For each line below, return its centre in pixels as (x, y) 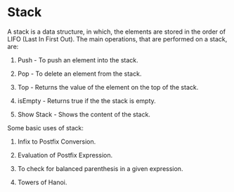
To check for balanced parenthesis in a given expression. (100, 168)
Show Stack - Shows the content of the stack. (84, 114)
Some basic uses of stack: (46, 128)
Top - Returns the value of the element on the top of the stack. (108, 87)
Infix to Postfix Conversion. (57, 142)
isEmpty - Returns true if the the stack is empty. (86, 101)
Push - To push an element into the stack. (78, 60)
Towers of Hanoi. (42, 182)
